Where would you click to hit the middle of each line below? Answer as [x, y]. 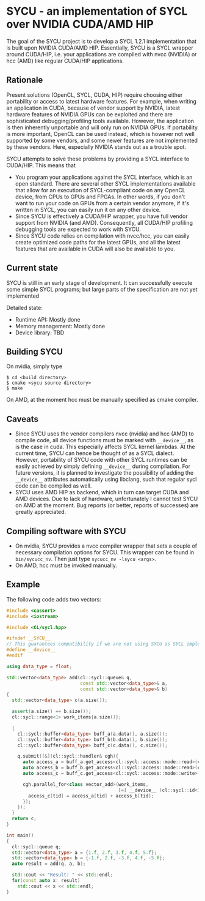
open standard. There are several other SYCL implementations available [106, 183]
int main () [20, 835]
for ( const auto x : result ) [46, 881]
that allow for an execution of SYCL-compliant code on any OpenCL [100, 190]
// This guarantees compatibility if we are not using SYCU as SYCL [95, 644]
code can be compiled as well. [53, 486]
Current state [32, 268]
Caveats [22, 419]
